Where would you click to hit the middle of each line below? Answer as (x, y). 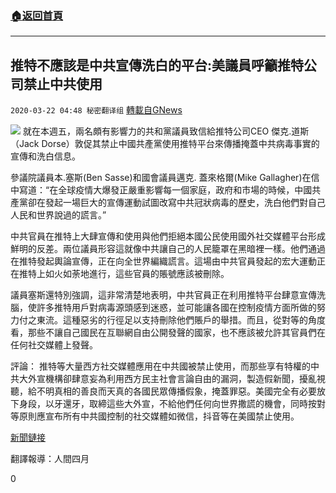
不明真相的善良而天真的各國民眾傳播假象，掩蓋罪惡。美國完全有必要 (176, 391)
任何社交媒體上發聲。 (54, 345)
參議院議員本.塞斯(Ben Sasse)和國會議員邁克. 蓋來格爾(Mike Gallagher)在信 (165, 178)
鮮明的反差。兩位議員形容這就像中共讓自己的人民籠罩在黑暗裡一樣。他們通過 (168, 249)
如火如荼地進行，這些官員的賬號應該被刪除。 (137, 274)
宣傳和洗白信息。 (45, 156)
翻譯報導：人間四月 (50, 459)
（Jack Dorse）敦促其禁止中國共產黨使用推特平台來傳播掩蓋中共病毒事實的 (165, 144)
